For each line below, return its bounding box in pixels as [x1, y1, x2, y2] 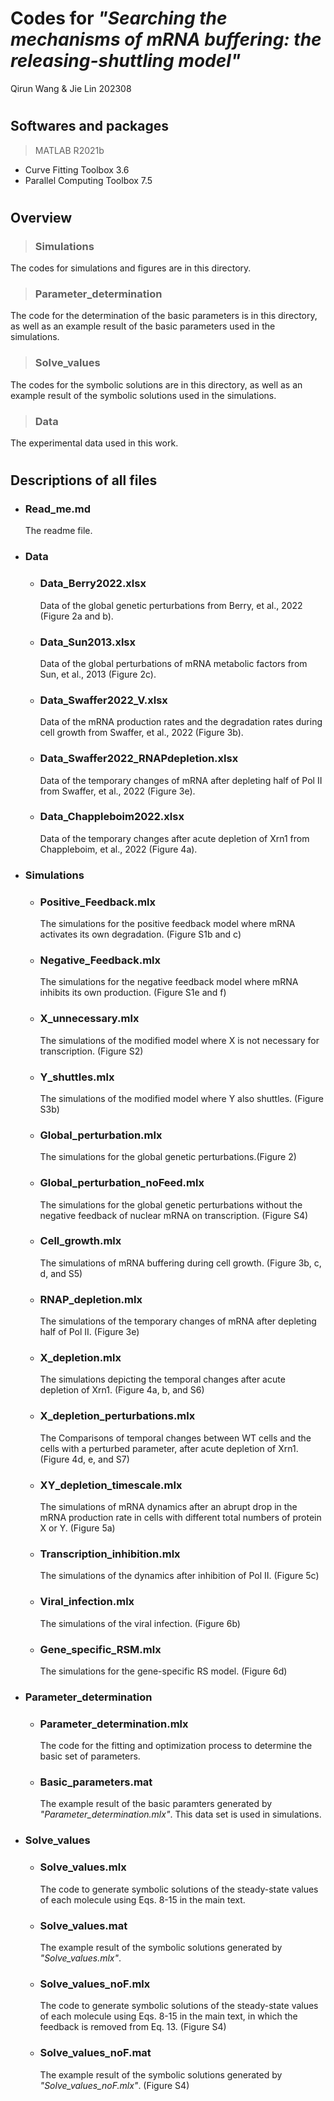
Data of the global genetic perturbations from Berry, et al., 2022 [39, 599, 303, 611]
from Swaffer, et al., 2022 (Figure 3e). [39, 785, 196, 797]
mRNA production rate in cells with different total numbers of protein [39, 1512, 322, 1523]
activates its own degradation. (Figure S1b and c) [39, 928, 242, 941]
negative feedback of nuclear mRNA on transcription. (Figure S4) [39, 1209, 309, 1221]
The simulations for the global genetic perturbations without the [39, 1198, 303, 1211]
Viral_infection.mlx [39, 1595, 135, 1609]
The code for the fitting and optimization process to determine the [39, 1740, 313, 1752]
